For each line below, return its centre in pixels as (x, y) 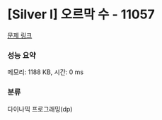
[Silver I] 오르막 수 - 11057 (81, 14)
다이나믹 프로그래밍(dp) (40, 109)
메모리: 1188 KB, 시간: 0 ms (45, 72)
